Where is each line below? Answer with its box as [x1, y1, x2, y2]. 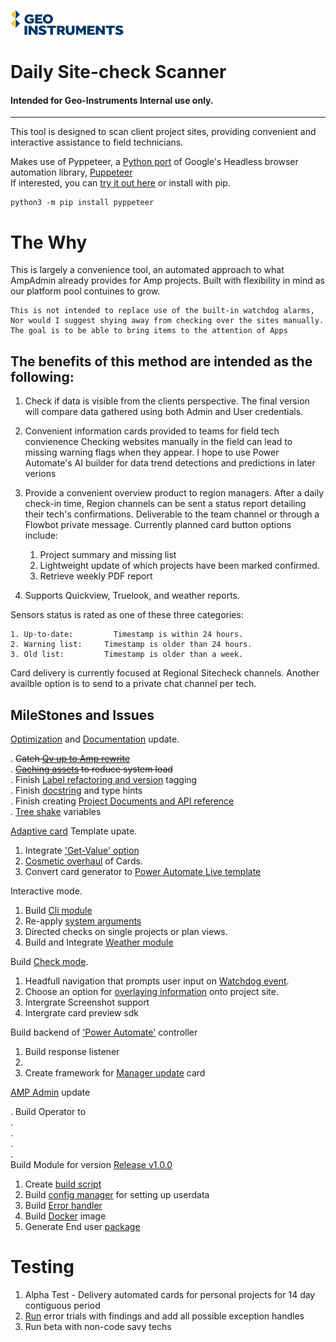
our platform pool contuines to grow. [10, 285, 161, 297]
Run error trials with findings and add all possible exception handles [24, 1310, 305, 1322]
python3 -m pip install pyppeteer [10, 198, 155, 208]
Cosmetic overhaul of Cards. [24, 855, 143, 867]
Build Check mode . [10, 955, 89, 967]
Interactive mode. [10, 885, 83, 897]
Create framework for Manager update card [24, 1066, 206, 1079]
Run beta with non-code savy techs [24, 1320, 172, 1332]
